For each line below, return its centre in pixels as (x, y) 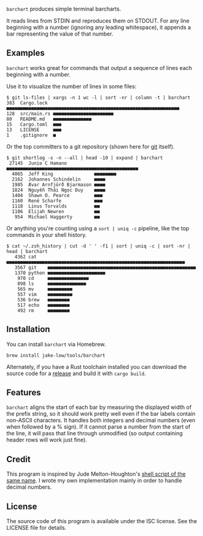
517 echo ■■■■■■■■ (44, 305)
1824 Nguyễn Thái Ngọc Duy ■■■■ (59, 190)
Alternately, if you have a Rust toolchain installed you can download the (97, 367)
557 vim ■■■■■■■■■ (45, 294)
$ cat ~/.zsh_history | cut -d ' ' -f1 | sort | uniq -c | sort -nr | (98, 246)
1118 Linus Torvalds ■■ (56, 206)
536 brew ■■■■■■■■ (44, 300)
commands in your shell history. (47, 235)
